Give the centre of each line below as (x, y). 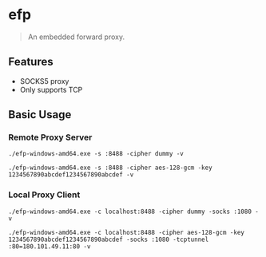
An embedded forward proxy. (76, 37)
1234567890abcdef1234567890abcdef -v (71, 175)
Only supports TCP (51, 89)
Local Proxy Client (44, 195)
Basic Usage (40, 115)
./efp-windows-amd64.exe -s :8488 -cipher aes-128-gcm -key (111, 168)
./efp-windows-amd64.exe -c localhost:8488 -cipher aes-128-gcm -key (127, 232)
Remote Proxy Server (50, 137)
